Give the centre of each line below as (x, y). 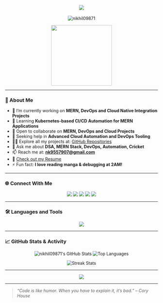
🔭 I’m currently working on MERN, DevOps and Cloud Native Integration (85, 111)
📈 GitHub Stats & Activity (36, 241)
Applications (25, 126)
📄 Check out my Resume (37, 159)
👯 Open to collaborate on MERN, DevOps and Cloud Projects (73, 131)
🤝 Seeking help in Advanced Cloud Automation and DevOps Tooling (81, 136)
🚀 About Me (19, 100)
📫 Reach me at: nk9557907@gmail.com (54, 152)
